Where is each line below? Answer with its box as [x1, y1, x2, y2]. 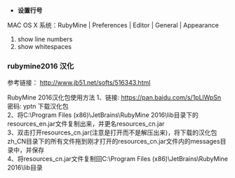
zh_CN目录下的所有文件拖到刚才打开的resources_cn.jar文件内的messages [7, 137, 220, 146]
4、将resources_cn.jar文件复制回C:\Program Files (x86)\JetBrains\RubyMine [7, 155, 228, 163]
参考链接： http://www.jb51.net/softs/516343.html [7, 78, 151, 87]
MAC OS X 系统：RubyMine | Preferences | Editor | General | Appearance [7, 21, 219, 29]
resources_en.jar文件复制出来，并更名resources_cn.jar [7, 120, 165, 128]
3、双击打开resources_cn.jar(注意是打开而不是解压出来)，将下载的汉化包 [7, 128, 217, 137]
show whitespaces [17, 43, 72, 50]
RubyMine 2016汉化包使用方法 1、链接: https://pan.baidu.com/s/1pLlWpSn [7, 93, 222, 102]
